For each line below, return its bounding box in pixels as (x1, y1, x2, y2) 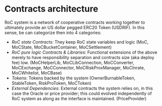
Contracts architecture (4, 3, 98, 15)
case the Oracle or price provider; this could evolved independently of (11, 91, 152, 96)
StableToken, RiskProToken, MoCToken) (11, 80, 92, 86)
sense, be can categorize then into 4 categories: (4, 30, 101, 35)
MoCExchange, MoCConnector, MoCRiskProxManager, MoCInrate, (11, 64, 145, 71)
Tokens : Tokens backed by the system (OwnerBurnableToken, (11, 75, 136, 81)
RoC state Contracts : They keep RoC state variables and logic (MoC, (11, 39, 149, 45)
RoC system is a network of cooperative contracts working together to (4, 19, 145, 25)
